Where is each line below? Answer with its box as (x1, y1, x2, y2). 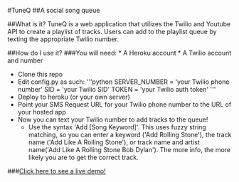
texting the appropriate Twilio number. (7, 35, 119, 43)
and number (7, 56, 43, 65)
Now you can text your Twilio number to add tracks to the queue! (17, 115, 208, 124)
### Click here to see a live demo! (7, 167, 106, 175)
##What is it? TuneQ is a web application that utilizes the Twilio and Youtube (7, 20, 231, 28)
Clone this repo (17, 70, 63, 78)
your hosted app (17, 108, 66, 116)
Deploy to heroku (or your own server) (17, 92, 130, 101)
